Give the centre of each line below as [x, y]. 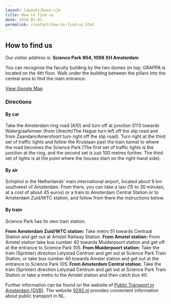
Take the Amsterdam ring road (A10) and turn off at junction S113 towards [82, 126]
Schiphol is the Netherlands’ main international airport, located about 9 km [84, 182]
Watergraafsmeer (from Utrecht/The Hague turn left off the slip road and [82, 131]
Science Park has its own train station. [46, 221]
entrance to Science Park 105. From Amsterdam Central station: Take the [83, 264]
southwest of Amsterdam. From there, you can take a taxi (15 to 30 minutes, [85, 187]
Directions [18, 102]
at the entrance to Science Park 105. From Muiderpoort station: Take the [82, 247]
